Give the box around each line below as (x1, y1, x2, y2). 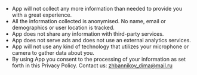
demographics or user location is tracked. (11, 24, 115, 31)
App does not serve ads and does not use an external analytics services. (11, 37, 191, 43)
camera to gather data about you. (11, 49, 94, 56)
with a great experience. (11, 11, 72, 18)
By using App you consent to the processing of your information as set (11, 56, 186, 62)
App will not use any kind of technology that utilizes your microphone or (11, 43, 189, 50)
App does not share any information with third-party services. (11, 30, 164, 37)
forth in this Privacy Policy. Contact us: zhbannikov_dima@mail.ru (11, 62, 173, 69)
